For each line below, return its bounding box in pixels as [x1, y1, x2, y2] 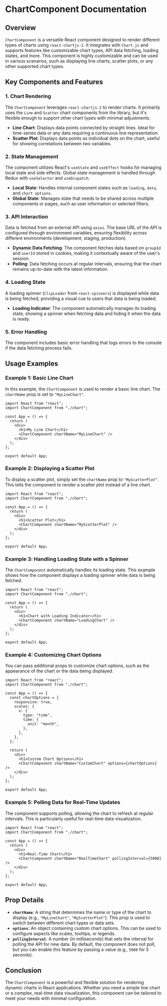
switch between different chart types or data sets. [12, 920, 116, 926]
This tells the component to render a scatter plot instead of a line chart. [5, 482, 152, 488]
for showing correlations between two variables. [12, 140, 112, 146]
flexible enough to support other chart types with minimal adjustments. [5, 115, 151, 121]
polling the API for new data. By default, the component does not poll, [12, 941, 156, 947]
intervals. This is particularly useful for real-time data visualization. [5, 815, 142, 822]
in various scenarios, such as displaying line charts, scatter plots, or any [5, 58, 154, 64]
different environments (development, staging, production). [5, 235, 127, 241]
